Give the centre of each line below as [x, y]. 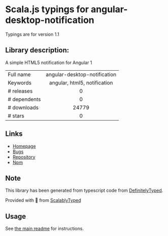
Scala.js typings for [47, 9]
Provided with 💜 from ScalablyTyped [43, 200]
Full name [19, 74]
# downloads [23, 107]
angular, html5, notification [81, 82]
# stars [16, 115]
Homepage [24, 146]
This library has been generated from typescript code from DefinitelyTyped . [84, 190]
